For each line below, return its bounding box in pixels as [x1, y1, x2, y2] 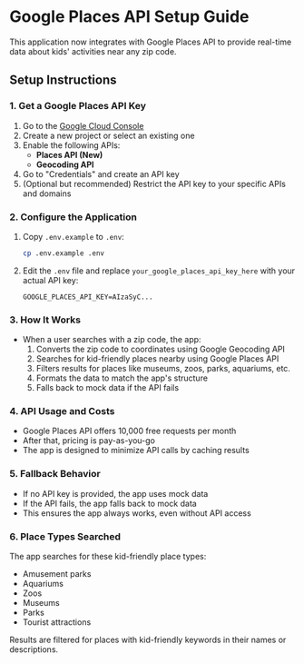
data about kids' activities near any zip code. [9, 45, 177, 56]
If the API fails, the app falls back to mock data [22, 498, 197, 509]
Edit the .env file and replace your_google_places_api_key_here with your [22, 265, 296, 276]
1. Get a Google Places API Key [9, 100, 147, 113]
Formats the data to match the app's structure [35, 372, 209, 383]
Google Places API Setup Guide [9, 6, 250, 27]
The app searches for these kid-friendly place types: [9, 550, 207, 561]
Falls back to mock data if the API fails [35, 382, 180, 393]
